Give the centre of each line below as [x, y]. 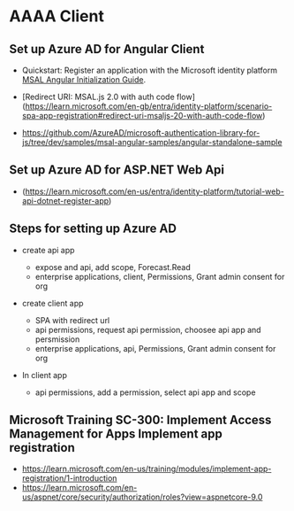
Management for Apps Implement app [116, 434]
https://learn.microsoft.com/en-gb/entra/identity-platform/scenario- [149, 106]
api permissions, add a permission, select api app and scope [145, 392]
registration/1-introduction [69, 478]
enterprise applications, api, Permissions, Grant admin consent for [155, 348]
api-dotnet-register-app [65, 200]
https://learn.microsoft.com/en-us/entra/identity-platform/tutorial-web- [155, 191]
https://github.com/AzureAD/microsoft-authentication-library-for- [141, 133]
